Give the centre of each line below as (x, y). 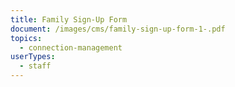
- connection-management (71, 47)
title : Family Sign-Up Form (69, 19)
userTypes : (33, 57)
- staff (35, 66)
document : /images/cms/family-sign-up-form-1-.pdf (118, 29)
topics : (26, 38)
